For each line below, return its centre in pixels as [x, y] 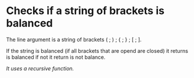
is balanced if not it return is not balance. [56, 57]
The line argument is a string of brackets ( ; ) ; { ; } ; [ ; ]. [74, 39]
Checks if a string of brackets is [86, 11]
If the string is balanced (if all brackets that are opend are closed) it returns [97, 50]
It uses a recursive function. [40, 68]
